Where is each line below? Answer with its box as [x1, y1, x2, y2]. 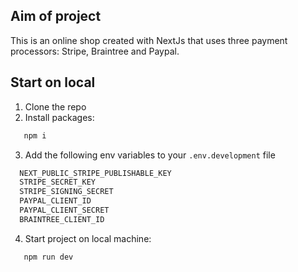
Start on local [10, 74, 96, 91]
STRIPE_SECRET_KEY [19, 177, 97, 188]
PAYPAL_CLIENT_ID [19, 196, 92, 206]
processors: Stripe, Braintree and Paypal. [10, 45, 180, 57]
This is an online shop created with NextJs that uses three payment [10, 34, 288, 46]
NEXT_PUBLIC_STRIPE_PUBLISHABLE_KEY [19, 168, 172, 178]
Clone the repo [24, 100, 87, 113]
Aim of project [10, 8, 102, 25]
